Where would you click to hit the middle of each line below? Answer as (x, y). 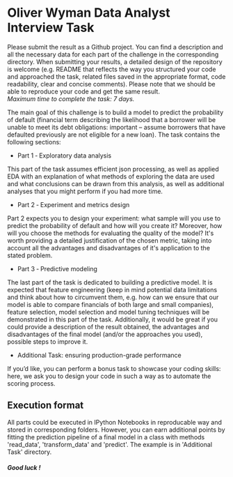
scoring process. (31, 383)
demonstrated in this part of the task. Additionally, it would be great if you (112, 319)
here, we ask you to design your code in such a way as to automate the (109, 376)
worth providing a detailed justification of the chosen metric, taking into (110, 240)
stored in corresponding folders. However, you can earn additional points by (116, 430)
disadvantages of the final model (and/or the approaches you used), (105, 334)
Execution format (46, 406)
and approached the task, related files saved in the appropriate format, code (116, 76)
